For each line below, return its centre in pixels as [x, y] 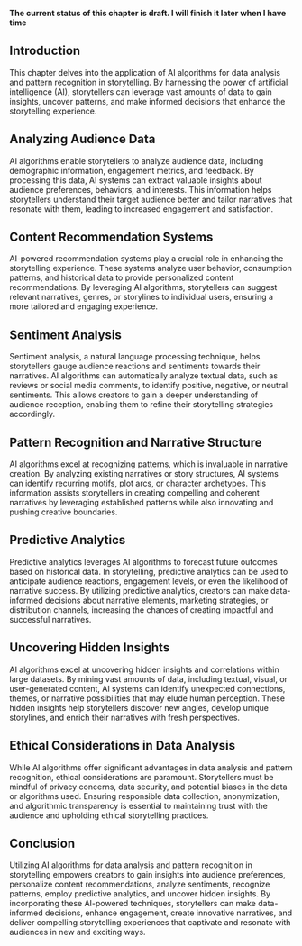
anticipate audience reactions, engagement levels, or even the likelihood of [149, 581]
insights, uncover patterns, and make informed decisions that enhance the [147, 101]
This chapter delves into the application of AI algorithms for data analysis [145, 72]
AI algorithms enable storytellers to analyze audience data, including [137, 160]
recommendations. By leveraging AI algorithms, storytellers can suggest [143, 287]
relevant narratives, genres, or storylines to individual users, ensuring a [141, 297]
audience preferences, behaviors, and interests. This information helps [141, 189]
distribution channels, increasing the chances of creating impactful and [142, 609]
